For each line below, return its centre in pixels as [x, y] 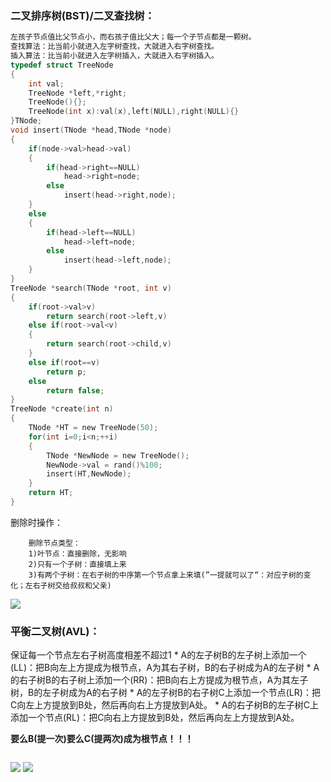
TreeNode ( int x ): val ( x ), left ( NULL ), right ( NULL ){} [134, 112]
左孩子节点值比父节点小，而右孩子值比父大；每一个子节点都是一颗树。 [133, 37]
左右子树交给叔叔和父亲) [68, 585]
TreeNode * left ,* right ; [78, 93]
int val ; [46, 83]
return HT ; [51, 493]
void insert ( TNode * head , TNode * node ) [91, 130]
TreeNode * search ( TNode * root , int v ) [91, 288]
